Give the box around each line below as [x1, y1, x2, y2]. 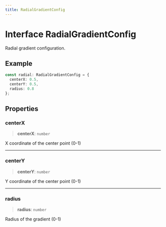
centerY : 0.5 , [9, 82, 39, 87]
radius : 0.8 [9, 86, 35, 91]
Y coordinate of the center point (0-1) [5, 178, 81, 184]
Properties [5, 105, 39, 113]
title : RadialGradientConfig [5, 7, 65, 12]
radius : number [17, 207, 47, 213]
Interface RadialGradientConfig [5, 28, 136, 40]
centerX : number [17, 131, 50, 137]
